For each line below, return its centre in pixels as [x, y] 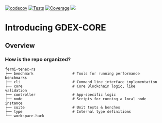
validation [16, 90]
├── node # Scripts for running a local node [76, 99]
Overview [20, 45]
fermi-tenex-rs [20, 69]
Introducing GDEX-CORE [56, 28]
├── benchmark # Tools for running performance [72, 73]
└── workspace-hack [25, 116]
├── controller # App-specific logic [61, 94]
